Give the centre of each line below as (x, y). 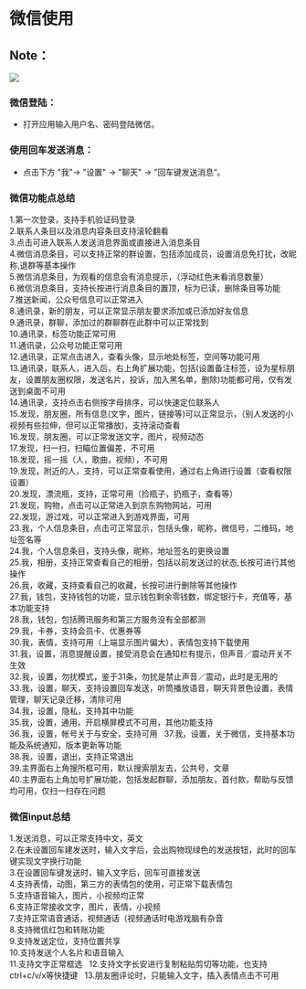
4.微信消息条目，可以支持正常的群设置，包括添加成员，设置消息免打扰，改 (149, 253)
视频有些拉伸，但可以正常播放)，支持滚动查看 (95, 425)
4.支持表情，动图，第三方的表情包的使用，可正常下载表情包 (121, 884)
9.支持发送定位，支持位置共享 (65, 941)
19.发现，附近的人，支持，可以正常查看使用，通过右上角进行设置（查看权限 (151, 471)
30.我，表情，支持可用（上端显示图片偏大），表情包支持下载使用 (130, 642)
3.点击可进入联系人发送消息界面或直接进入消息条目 (105, 242)
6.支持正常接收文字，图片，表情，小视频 (85, 907)
